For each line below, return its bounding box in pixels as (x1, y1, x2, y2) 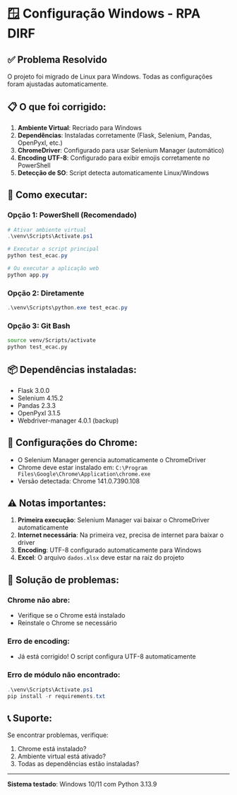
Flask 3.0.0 (17, 386, 50, 394)
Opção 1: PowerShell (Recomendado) (7, 210, 138, 220)
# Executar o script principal (7, 245, 99, 253)
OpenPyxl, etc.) (17, 139, 63, 147)
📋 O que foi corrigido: (7, 101, 107, 113)
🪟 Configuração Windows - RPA (7, 6, 201, 22)
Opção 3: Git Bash (7, 321, 71, 331)
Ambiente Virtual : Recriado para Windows (17, 123, 142, 131)
